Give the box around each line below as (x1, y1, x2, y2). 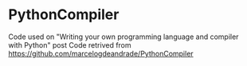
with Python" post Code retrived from (8, 40, 131, 49)
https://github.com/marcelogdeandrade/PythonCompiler (8, 49, 194, 58)
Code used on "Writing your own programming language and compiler (8, 32, 239, 41)
